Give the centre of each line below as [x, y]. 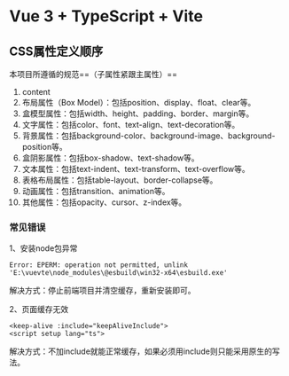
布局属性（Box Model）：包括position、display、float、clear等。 [139, 102]
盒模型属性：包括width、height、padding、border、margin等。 [138, 114]
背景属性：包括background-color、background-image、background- [149, 136]
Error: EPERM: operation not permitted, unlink [99, 265]
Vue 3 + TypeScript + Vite [106, 16]
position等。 [45, 147]
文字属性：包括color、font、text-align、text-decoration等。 [131, 125]
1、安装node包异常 [43, 248]
